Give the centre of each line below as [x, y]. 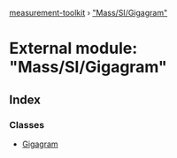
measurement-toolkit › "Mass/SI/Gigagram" [88, 13]
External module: [73, 49]
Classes [27, 124]
